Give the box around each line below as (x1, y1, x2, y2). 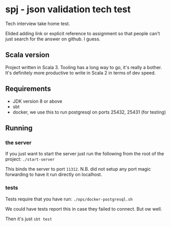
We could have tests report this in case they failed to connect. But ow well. (5, 206, 162, 212)
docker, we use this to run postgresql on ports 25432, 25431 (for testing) (12, 109, 166, 115)
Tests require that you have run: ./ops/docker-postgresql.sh (5, 196, 133, 202)
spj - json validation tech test (5, 4, 131, 15)
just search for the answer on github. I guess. (5, 36, 101, 42)
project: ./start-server (5, 156, 55, 162)
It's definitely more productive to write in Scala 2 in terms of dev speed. (5, 70, 156, 76)
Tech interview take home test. (5, 20, 70, 27)
